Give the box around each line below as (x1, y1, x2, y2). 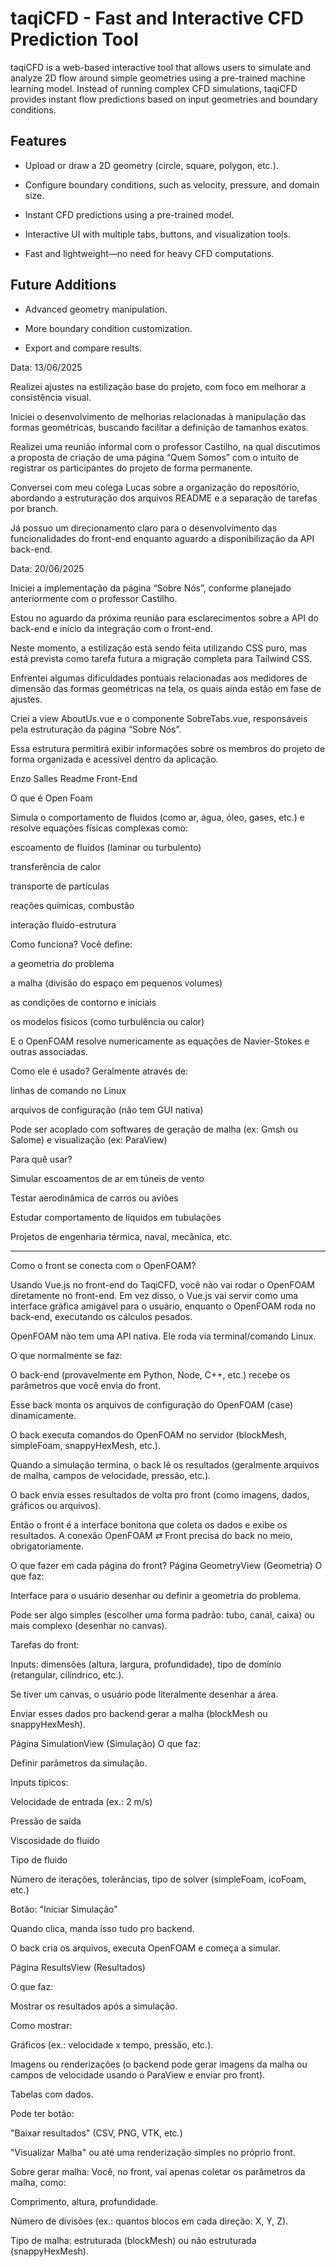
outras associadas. (10, 1045, 88, 1057)
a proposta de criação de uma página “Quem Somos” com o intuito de (10, 451, 300, 463)
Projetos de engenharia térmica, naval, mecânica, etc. (10, 1230, 233, 1242)
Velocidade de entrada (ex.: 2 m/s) (10, 1795, 153, 1807)
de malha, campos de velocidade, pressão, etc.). (10, 1469, 212, 1481)
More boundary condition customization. (24, 322, 193, 334)
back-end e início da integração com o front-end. (10, 622, 214, 634)
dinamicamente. (10, 1409, 77, 1421)
